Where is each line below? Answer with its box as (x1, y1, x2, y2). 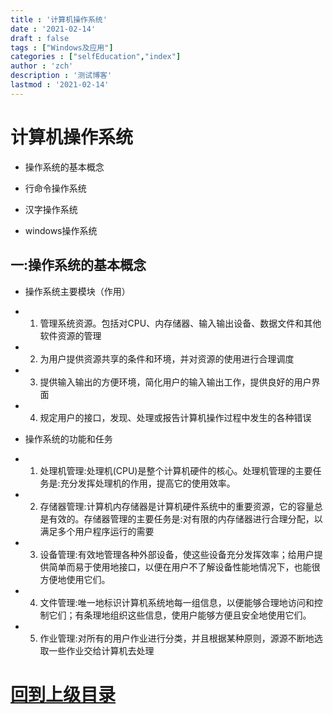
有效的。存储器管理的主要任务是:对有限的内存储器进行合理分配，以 (48, 512, 323, 525)
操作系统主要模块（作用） (24, 285, 131, 297)
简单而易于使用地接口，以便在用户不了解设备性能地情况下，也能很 (48, 561, 321, 573)
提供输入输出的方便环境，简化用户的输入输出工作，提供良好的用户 (39, 376, 312, 388)
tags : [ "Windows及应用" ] (10, 42, 114, 53)
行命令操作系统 (24, 182, 87, 194)
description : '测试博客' (10, 71, 113, 81)
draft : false (10, 33, 70, 43)
